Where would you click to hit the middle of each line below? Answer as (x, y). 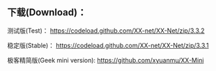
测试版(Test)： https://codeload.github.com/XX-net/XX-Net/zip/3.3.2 (106, 31)
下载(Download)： (47, 13)
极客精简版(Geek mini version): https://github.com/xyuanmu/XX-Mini (106, 60)
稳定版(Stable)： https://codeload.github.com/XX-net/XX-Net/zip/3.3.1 (108, 45)
